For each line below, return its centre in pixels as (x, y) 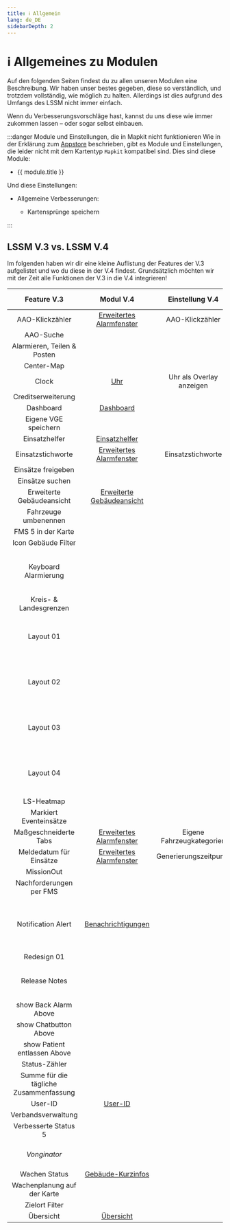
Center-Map (44, 366)
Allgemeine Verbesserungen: (58, 199)
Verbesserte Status (44, 1126)
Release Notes (44, 981)
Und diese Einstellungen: (42, 186)
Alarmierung (44, 576)
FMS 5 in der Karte (44, 532)
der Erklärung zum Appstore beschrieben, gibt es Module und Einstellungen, (115, 144)
